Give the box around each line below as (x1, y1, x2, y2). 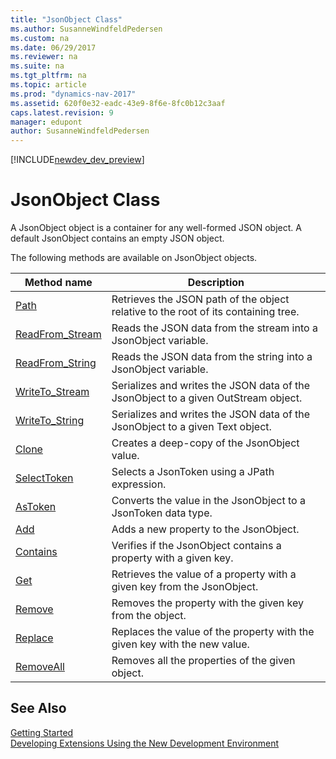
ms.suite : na (10, 61, 65, 71)
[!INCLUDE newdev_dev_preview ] (10, 154, 145, 166)
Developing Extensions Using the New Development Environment (10, 737, 280, 749)
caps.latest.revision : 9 (10, 107, 114, 118)
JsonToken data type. (111, 506, 213, 520)
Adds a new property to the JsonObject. (111, 522, 300, 536)
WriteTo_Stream (15, 385, 90, 399)
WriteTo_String (15, 414, 85, 428)
